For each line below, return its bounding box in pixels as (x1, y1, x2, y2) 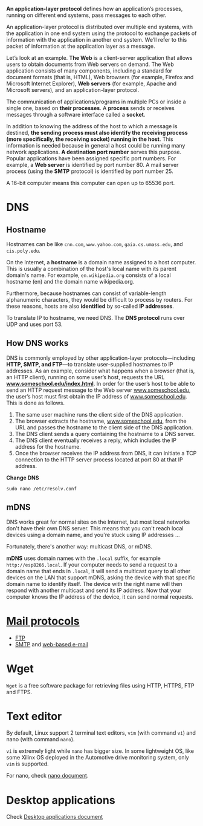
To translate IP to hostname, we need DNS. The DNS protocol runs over (6, 314, 185, 321)
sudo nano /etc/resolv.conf (6, 486, 77, 492)
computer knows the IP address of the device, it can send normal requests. (6, 593, 193, 600)
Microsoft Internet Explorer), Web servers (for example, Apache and (6, 80, 177, 87)
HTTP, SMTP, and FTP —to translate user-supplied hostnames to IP (6, 360, 173, 368)
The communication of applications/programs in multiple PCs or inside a (6, 98, 186, 105)
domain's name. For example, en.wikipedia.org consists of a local (6, 272, 171, 279)
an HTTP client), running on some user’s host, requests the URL (6, 373, 165, 380)
